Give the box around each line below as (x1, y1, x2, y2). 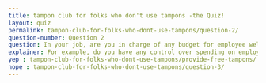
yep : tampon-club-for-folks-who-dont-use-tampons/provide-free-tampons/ (8, 56, 257, 64)
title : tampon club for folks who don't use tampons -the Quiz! (8, 11, 225, 20)
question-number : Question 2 (8, 33, 104, 42)
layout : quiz (8, 19, 51, 27)
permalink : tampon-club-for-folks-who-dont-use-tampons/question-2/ (8, 26, 239, 34)
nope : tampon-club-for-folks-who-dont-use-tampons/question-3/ (8, 63, 225, 71)
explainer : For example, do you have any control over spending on (8, 48, 236, 56)
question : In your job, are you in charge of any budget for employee (8, 41, 246, 49)
